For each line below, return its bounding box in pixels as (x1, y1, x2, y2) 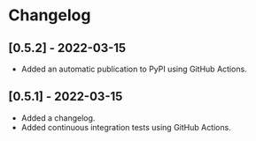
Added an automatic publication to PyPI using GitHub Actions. (20, 63, 247, 74)
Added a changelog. (20, 112, 96, 123)
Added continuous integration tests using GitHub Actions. (20, 122, 231, 132)
